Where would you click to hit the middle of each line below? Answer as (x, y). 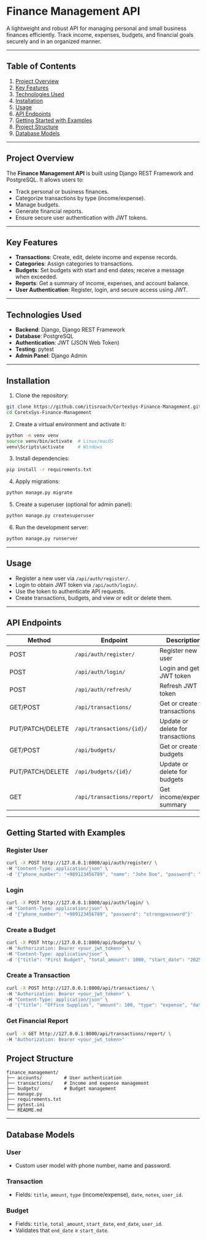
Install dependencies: (42, 459)
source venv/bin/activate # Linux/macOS (60, 441)
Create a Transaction (38, 975)
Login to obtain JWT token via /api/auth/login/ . (77, 584)
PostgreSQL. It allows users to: (45, 180)
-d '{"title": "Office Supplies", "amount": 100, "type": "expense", (97, 1005)
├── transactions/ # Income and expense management (78, 1084)
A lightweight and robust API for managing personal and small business (97, 28)
